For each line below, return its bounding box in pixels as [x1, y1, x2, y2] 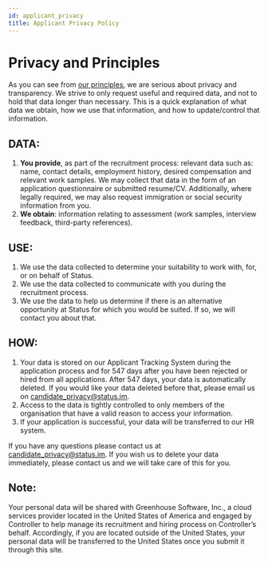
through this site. [8, 544, 64, 554]
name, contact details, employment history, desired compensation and [19, 167, 252, 177]
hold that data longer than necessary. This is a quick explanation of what [8, 97, 247, 106]
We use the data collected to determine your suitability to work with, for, [19, 262, 257, 272]
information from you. [19, 201, 92, 210]
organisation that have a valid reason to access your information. [19, 409, 234, 418]
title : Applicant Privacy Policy [8, 19, 120, 27]
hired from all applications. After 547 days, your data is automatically [19, 374, 246, 384]
